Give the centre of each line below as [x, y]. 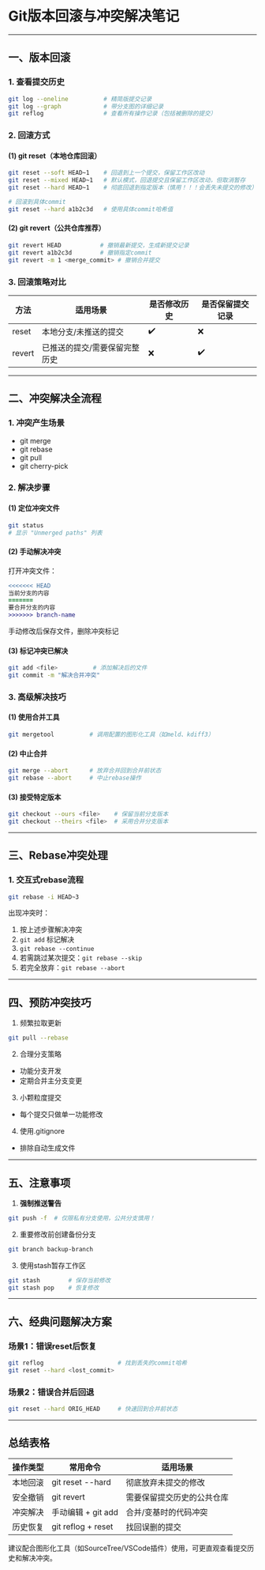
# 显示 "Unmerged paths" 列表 [55, 533]
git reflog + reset [82, 1527]
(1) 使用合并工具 [34, 717]
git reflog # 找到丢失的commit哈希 [98, 1363]
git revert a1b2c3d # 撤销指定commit [80, 253]
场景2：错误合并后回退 [51, 1392]
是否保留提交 [226, 304]
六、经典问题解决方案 [60, 1321]
